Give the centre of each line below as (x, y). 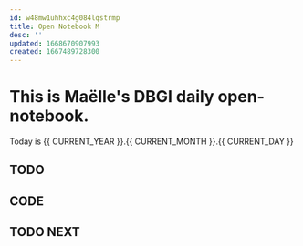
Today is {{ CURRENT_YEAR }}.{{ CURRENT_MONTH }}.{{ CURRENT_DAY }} (151, 141)
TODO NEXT (45, 232)
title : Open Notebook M (55, 26)
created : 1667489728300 (55, 52)
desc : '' (26, 35)
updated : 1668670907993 (55, 43)
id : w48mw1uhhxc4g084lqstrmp (65, 18)
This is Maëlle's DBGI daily (112, 97)
